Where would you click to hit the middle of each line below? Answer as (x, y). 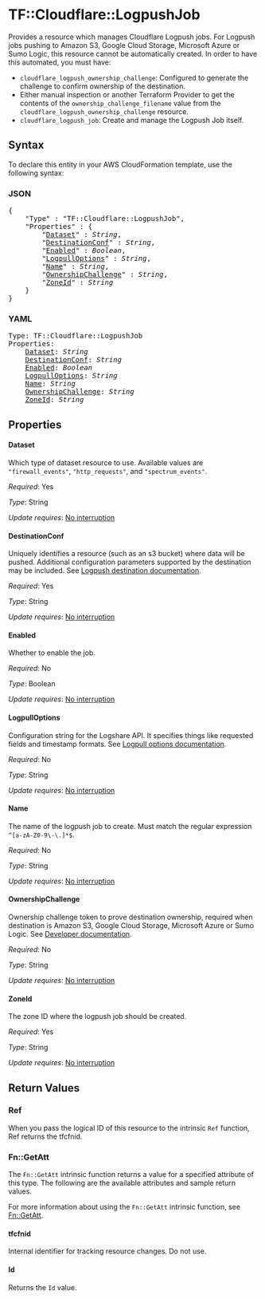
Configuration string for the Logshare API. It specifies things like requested (131, 735)
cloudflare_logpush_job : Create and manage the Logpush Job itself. (132, 120)
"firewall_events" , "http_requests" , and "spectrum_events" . (108, 471)
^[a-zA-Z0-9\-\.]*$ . (41, 835)
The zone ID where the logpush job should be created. (97, 1017)
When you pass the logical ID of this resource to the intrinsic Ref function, (129, 1127)
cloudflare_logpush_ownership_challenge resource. (104, 111)
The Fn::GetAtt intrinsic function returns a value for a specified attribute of (131, 1175)
